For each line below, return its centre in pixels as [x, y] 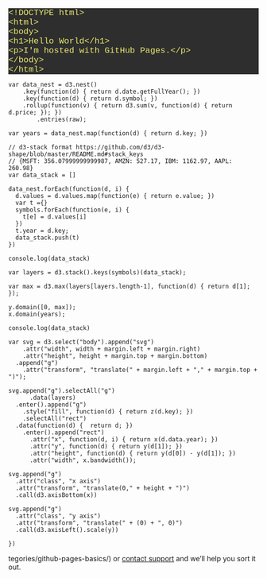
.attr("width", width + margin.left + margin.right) [112, 349]
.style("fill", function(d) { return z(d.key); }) [108, 412]
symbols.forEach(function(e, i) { [72, 210]
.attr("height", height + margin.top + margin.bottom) [115, 356]
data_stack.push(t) [48, 238]
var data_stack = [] [43, 175]
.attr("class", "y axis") [58, 516]
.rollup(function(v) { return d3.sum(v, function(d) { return [128, 106]
